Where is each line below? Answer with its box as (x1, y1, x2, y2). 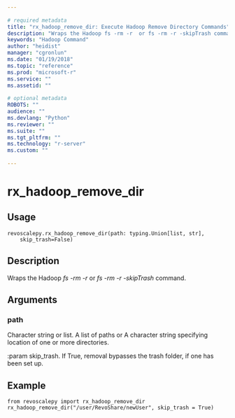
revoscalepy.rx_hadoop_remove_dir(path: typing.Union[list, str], (7, 230, 205, 237)
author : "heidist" (7, 43, 61, 50)
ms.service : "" (7, 75, 52, 83)
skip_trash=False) (20, 236, 73, 243)
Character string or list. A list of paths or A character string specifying (7, 330, 208, 340)
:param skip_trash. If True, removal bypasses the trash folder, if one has (7, 351, 214, 361)
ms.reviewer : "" (7, 120, 55, 128)
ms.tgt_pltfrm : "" (7, 134, 61, 141)
